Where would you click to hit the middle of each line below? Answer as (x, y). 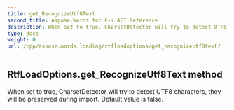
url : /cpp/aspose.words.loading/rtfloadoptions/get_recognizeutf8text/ (114, 46)
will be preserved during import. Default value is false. (85, 99)
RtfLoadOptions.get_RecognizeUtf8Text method (115, 75)
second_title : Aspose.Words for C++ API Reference (83, 20)
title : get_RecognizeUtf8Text (51, 14)
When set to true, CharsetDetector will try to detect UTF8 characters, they (114, 91)
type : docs (23, 33)
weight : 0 (22, 40)
